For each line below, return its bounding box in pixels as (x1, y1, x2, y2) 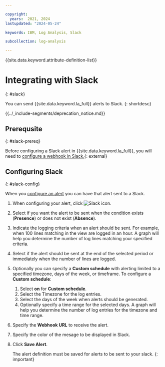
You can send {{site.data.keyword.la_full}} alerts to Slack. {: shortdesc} (5, 101, 151, 107)
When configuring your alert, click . (12, 200, 111, 206)
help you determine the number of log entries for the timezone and (19, 307, 157, 313)
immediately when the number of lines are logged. (12, 256, 116, 262)
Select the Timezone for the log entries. (19, 291, 101, 297)
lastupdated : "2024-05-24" (5, 21, 61, 26)
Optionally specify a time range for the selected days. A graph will (19, 302, 156, 308)
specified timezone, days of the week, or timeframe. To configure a (12, 271, 151, 277)
